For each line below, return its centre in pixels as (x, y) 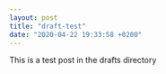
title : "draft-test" (48, 26)
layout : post (34, 18)
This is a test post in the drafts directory (83, 60)
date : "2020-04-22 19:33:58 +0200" (76, 34)
